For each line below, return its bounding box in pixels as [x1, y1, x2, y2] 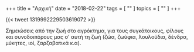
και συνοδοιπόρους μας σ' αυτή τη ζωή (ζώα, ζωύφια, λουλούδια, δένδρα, [5, 34, 188, 40]
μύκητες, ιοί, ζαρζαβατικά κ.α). [5, 40, 81, 46]
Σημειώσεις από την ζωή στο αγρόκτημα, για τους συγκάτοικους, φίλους [5, 27, 184, 34]
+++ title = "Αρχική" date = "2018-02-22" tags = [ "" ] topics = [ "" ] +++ [5, 5, 181, 12]
